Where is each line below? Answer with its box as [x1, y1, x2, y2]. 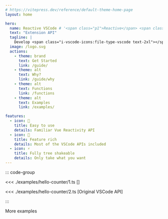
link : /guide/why [18, 77, 55, 82]
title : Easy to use [14, 123, 55, 128]
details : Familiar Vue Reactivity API [14, 127, 95, 132]
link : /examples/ [18, 104, 55, 110]
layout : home [5, 12, 32, 17]
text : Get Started [18, 58, 57, 63]
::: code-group [5, 169, 35, 175]
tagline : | [9, 35, 32, 40]
